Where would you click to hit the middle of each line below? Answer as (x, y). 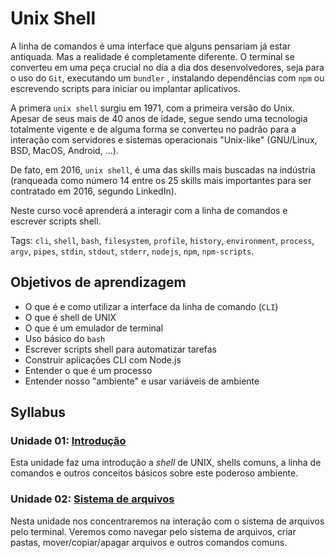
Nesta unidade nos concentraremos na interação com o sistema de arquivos (167, 521)
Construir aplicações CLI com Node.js (103, 359)
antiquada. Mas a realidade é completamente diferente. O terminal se (152, 56)
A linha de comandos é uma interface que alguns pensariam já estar (150, 46)
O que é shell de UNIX (70, 317)
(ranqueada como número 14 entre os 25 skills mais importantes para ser (161, 180)
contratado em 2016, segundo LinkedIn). (93, 191)
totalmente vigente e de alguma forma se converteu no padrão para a (153, 129)
